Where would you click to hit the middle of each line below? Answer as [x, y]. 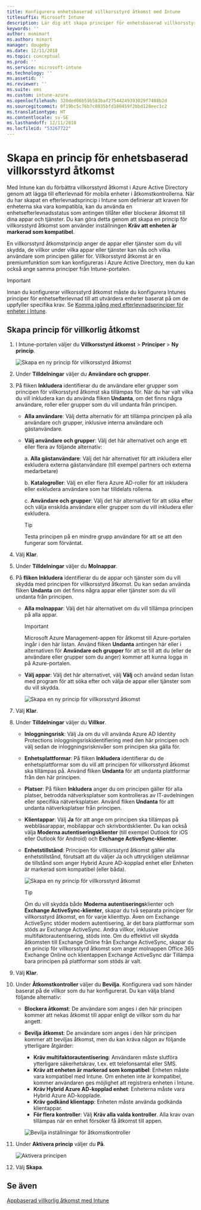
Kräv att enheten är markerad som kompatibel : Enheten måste [111, 1070]
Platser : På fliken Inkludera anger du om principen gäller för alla [103, 789]
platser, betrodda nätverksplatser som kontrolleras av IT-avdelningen [109, 795]
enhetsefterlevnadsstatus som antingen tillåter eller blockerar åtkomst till [96, 212]
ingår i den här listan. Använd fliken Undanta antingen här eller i [103, 644]
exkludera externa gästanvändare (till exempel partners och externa [108, 465]
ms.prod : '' [21, 62]
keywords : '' [23, 28]
